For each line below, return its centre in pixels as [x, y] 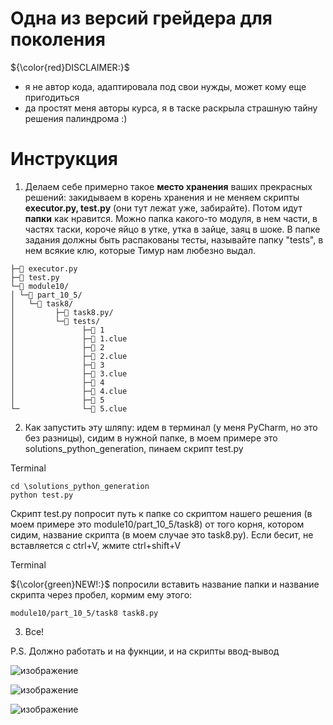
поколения [58, 39]
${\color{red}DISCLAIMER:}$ [70, 67]
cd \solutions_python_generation [80, 486]
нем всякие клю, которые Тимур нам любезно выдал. [140, 250]
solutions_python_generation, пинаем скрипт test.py [134, 448]
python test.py [42, 495]
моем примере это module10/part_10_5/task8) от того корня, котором [157, 524]
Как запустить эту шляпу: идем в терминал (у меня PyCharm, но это [171, 427]
